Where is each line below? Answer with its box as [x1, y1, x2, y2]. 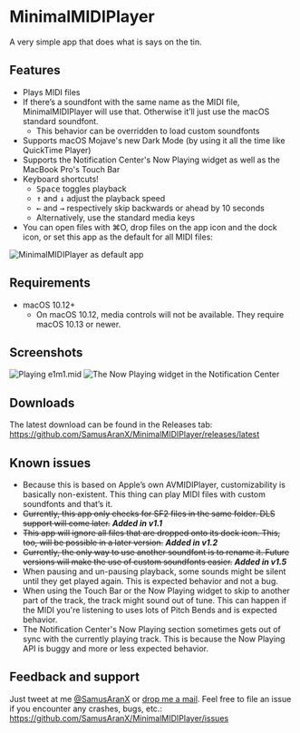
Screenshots [9, 345, 83, 360]
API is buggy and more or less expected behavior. [22, 643, 209, 654]
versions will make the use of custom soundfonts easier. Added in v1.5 [22, 556, 287, 567]
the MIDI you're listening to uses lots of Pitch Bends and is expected [22, 605, 278, 615]
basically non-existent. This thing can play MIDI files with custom [22, 489, 266, 500]
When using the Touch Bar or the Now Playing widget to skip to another [22, 585, 290, 596]
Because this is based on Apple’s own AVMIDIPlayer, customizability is [22, 479, 285, 490]
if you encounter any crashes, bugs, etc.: [9, 703, 163, 714]
